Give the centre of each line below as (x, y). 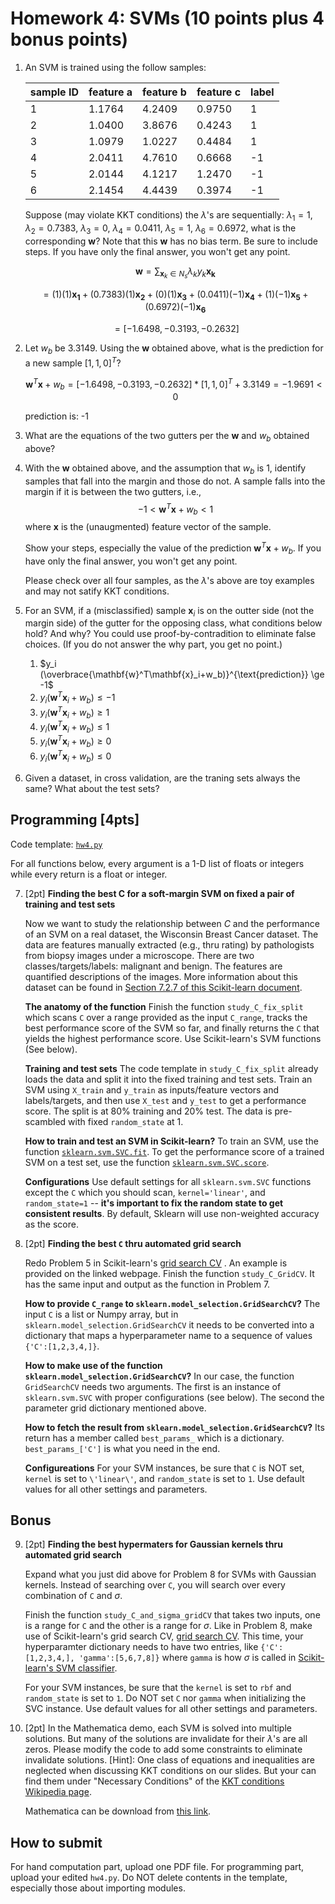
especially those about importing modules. (98, 1888)
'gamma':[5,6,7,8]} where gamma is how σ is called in (187, 1658)
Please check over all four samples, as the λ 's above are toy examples (169, 580)
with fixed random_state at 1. (126, 1121)
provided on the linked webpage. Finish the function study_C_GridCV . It (169, 1273)
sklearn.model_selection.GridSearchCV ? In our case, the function (159, 1376)
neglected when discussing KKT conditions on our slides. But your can (170, 1771)
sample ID (54, 92)
